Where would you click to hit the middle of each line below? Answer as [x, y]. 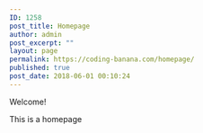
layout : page [34, 51]
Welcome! [28, 102]
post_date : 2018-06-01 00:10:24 [70, 76]
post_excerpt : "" [42, 43]
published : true [40, 68]
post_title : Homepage [50, 26]
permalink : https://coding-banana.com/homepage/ [102, 59]
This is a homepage [46, 119]
